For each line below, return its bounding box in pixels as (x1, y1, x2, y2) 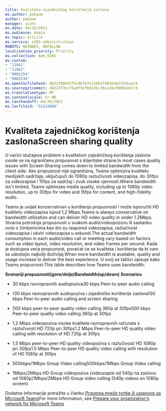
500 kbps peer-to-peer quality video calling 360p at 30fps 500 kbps (12, 305, 151, 311)
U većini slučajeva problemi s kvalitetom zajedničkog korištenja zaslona (5, 152, 151, 158)
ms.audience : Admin (5, 30, 45, 35)
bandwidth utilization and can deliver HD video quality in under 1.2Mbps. (5, 214, 153, 220)
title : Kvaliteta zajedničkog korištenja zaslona (5, 7, 110, 12)
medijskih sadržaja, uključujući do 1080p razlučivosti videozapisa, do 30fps (5, 173, 159, 179)
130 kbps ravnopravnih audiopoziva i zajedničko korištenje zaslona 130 (12, 290, 156, 296)
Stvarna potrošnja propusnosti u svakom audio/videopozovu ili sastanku (5, 219, 152, 225)
